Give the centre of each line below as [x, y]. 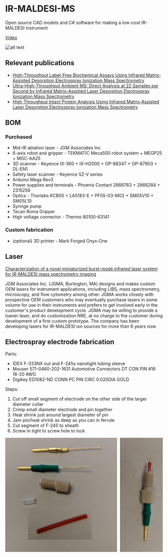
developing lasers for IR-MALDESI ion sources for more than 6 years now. [81, 326]
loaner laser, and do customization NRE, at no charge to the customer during [84, 315]
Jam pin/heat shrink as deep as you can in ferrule [63, 420]
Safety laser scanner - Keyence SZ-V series [57, 174]
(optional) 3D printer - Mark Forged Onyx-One [60, 241]
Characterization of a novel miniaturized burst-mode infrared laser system [81, 269]
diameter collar [28, 404]
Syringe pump [27, 206]
